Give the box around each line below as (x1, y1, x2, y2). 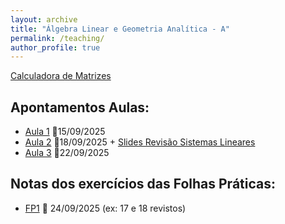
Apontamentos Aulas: (10, 99, 150, 116)
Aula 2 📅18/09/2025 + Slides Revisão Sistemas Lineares (24, 136, 256, 148)
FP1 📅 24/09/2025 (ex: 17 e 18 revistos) (24, 202, 187, 214)
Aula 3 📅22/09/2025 (24, 147, 110, 159)
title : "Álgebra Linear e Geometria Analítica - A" (10, 24, 230, 34)
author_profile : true (10, 42, 101, 53)
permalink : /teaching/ (10, 33, 105, 43)
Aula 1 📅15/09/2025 (24, 126, 106, 138)
